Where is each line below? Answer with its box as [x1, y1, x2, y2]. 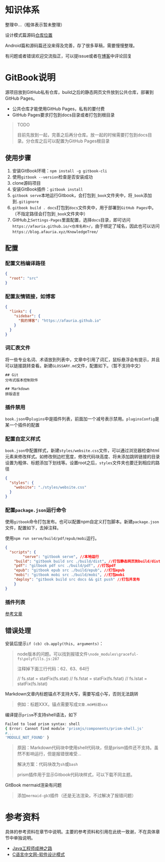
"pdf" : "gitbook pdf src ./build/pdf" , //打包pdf [14, 563, 116, 568]
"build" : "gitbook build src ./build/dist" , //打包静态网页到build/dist [14, 558, 161, 564]
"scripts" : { [9, 550, 36, 555]
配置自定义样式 [5, 435, 41, 442]
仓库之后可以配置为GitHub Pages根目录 [30, 138, 110, 144]
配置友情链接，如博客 [5, 293, 55, 300]
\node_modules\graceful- [87, 652, 138, 657]
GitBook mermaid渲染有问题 [5, 782, 62, 788]
